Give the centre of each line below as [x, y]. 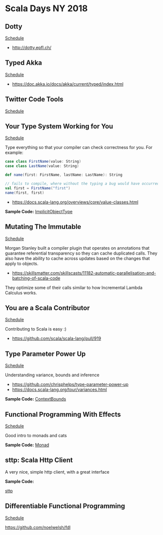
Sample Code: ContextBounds [36, 399]
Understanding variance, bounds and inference [52, 375]
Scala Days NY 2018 [47, 9]
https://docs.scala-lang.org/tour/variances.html [59, 389]
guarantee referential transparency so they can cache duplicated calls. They [81, 253]
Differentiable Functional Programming [65, 506]
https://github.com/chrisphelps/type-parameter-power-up [70, 385]
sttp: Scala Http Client [39, 460]
